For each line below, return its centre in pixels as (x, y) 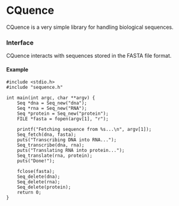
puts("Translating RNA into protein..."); (71, 151)
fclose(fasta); (36, 172)
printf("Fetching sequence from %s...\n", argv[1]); (84, 130)
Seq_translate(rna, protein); (55, 156)
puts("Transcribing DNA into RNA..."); (67, 140)
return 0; (29, 193)
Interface (20, 43)
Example (17, 69)
